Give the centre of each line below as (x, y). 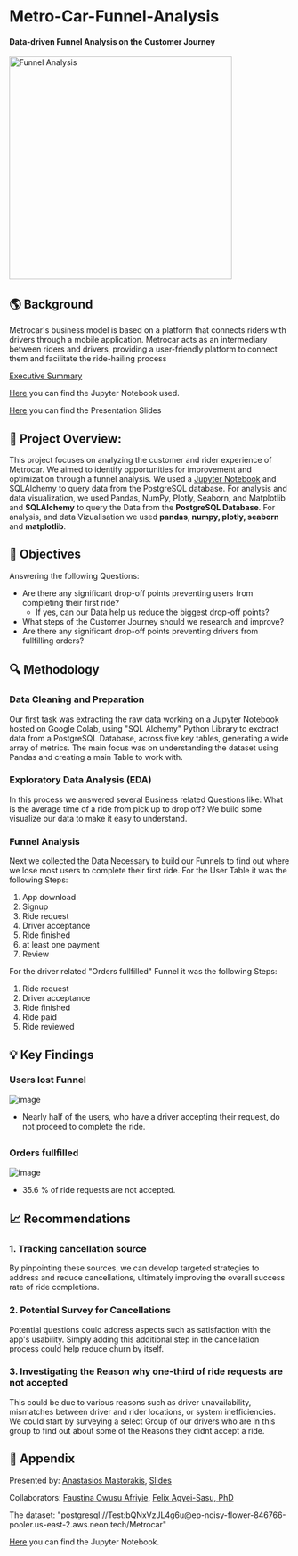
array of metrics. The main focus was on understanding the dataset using (144, 748)
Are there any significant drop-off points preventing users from (137, 593)
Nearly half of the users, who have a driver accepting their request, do (151, 1116)
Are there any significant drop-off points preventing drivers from (140, 631)
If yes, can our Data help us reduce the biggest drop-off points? (152, 612)
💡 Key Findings (52, 1055)
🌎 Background (51, 304)
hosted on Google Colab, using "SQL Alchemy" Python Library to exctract (144, 728)
